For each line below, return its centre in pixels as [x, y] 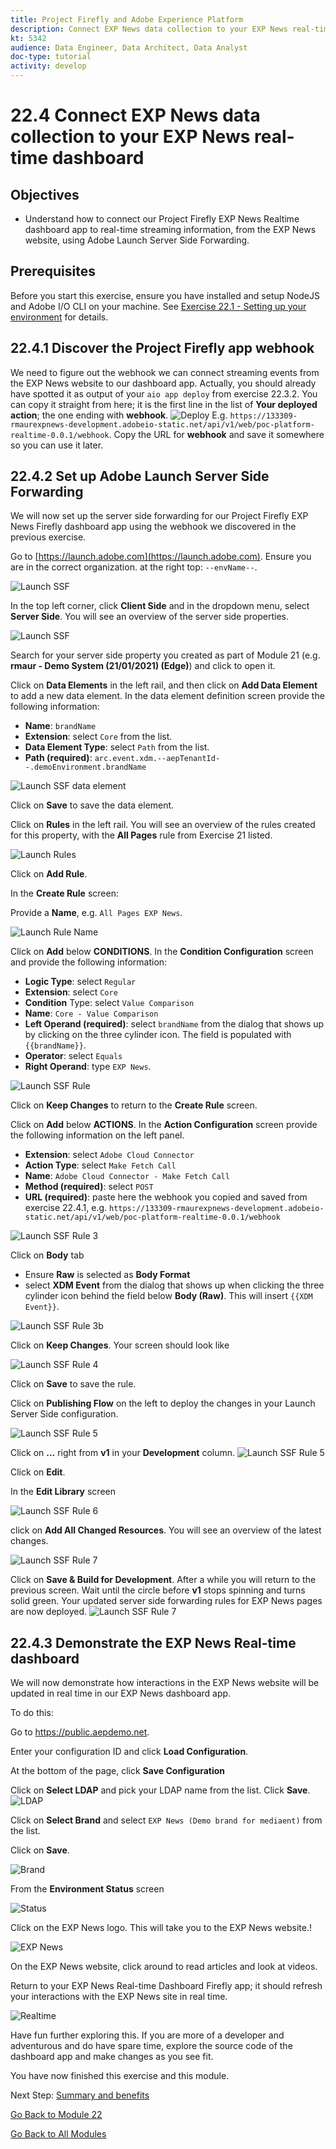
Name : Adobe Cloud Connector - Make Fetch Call [127, 1176]
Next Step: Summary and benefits [80, 2095]
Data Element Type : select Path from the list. [117, 747]
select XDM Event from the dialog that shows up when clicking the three [174, 1285]
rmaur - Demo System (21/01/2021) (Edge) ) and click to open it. [143, 666]
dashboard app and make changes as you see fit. [112, 2057]
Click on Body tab [47, 1255]
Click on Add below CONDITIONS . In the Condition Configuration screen [162, 952]
